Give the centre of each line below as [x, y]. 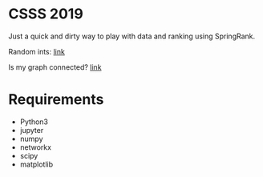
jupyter [32, 130]
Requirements [56, 100]
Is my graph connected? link [55, 67]
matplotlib [36, 164]
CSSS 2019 [46, 14]
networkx [36, 147]
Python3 [34, 122]
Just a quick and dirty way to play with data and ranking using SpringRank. [132, 36]
